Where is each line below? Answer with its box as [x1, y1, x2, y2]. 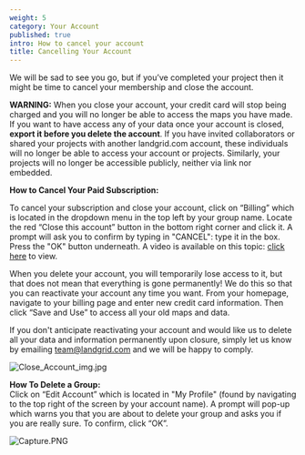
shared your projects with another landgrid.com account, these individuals [9, 138, 289, 149]
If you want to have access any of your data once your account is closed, [9, 119, 285, 130]
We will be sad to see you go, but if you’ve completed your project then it [9, 72, 284, 83]
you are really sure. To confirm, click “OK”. [9, 418, 168, 429]
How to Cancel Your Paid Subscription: [9, 185, 159, 196]
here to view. [9, 251, 57, 262]
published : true [9, 30, 71, 39]
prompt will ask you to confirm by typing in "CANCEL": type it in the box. [9, 231, 280, 242]
